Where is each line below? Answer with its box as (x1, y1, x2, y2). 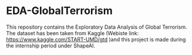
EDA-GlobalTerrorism (6, 4, 113, 18)
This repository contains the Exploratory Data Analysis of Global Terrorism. (6, 23, 187, 30)
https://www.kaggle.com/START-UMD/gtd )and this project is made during (6, 36, 186, 43)
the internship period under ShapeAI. (6, 42, 96, 49)
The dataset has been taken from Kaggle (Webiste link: (6, 29, 139, 36)
